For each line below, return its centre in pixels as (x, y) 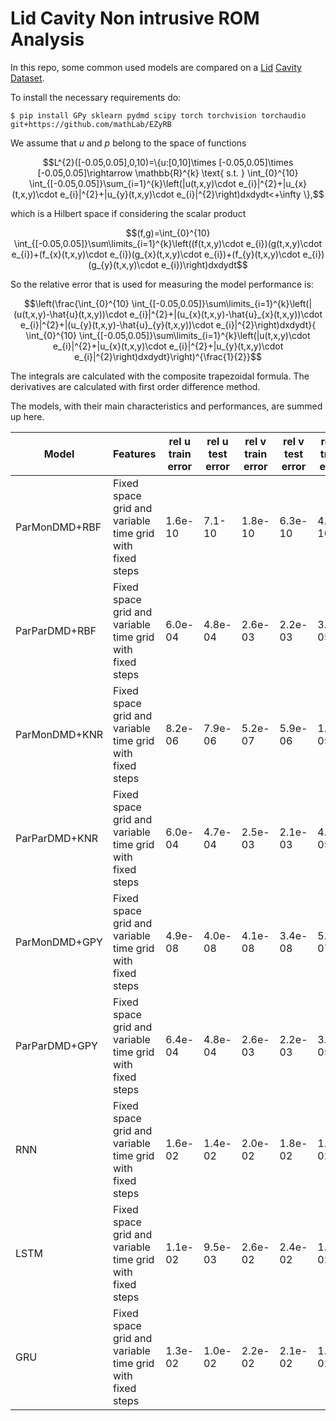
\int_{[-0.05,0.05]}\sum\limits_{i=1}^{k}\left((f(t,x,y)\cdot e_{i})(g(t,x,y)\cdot (168, 243)
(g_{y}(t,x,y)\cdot (123, 264)
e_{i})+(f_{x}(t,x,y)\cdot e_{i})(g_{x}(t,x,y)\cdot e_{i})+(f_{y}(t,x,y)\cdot (156, 254)
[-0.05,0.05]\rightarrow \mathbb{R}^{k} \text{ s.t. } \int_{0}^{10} (168, 173)
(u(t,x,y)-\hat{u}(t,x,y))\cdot (70, 314)
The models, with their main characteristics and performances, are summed (166, 406)
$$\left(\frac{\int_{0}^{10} (76, 303)
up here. (27, 416)
